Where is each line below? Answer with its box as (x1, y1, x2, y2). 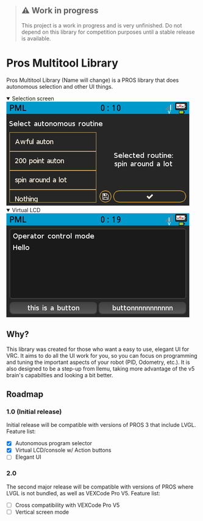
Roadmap (6, 389, 44, 399)
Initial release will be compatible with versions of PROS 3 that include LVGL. (6, 421, 196, 429)
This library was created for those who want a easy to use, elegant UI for (6, 345, 190, 353)
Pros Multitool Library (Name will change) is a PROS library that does (6, 76, 179, 84)
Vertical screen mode (15, 508, 69, 515)
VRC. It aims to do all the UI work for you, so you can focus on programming (6, 352, 198, 359)
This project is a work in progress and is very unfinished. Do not (21, 21, 182, 29)
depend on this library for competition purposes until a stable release (21, 28, 195, 35)
